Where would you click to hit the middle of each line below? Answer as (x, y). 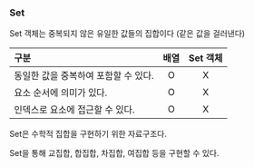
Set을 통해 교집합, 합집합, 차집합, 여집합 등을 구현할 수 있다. (114, 153)
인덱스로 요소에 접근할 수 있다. (74, 110)
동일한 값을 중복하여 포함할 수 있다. (84, 76)
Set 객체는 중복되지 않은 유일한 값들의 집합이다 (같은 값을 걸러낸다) (127, 34)
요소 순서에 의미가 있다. (61, 93)
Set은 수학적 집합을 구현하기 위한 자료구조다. (88, 134)
